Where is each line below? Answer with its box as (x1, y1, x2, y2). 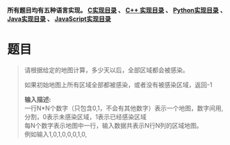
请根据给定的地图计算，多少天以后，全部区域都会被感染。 (24, 65, 189, 74)
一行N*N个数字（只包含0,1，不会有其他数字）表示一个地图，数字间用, (24, 103, 224, 112)
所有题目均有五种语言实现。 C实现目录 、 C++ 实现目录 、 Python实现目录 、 (7, 6, 227, 14)
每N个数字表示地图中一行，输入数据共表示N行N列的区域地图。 (24, 121, 203, 130)
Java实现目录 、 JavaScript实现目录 (7, 15, 111, 23)
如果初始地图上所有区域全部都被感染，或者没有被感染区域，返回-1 (24, 80, 213, 89)
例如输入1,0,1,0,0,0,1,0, (24, 130, 88, 138)
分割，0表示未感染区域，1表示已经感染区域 (24, 112, 147, 121)
